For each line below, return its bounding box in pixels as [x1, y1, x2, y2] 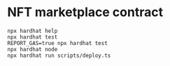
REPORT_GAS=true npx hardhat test [7, 39, 108, 46]
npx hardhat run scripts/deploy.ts [7, 52, 111, 59]
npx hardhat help [7, 27, 58, 34]
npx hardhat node [7, 46, 58, 53]
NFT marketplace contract [7, 4, 163, 20]
